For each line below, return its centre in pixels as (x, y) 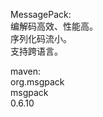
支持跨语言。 (36, 51)
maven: (25, 71)
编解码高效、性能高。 (54, 26)
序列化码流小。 (41, 38)
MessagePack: (41, 14)
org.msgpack (37, 82)
